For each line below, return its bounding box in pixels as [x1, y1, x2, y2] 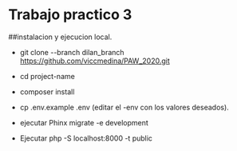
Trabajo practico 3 [8, 6, 132, 24]
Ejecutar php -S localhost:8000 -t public [19, 133, 153, 143]
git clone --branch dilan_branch [19, 47, 125, 57]
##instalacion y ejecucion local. [8, 32, 113, 42]
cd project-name [19, 71, 76, 81]
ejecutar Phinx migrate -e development [19, 117, 149, 127]
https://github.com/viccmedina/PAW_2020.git [19, 56, 170, 66]
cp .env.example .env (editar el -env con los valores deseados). [19, 102, 229, 112]
